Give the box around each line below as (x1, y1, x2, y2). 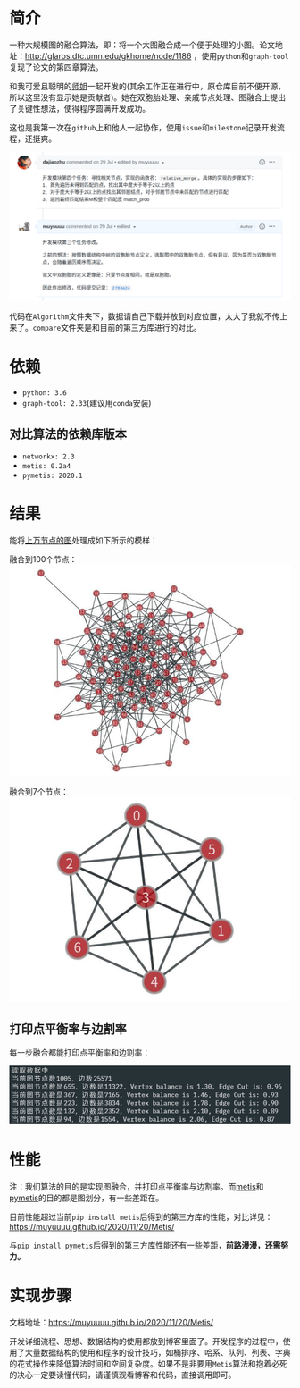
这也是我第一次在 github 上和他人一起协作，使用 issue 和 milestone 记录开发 (9, 122, 278, 132)
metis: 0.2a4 (21, 461, 71, 470)
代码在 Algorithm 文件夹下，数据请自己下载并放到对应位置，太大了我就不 (9, 311, 272, 322)
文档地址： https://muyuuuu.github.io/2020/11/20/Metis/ (9, 1317, 214, 1328)
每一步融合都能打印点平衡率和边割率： (9, 1047, 150, 1057)
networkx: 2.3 (21, 452, 75, 461)
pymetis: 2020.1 (21, 471, 83, 480)
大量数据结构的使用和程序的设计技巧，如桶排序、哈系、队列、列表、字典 (24, 1347, 291, 1359)
